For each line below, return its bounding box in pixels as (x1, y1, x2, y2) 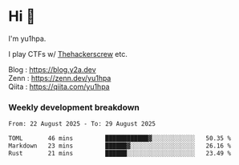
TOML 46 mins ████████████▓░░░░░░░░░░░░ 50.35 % (8, 135, 231, 143)
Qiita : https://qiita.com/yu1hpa (8, 82, 110, 91)
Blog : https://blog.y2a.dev (8, 64, 96, 74)
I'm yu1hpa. (8, 34, 47, 43)
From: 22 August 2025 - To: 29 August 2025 (8, 120, 156, 128)
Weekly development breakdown (8, 102, 140, 113)
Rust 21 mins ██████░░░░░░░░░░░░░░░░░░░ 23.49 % (8, 149, 231, 157)
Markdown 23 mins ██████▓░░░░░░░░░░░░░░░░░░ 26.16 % (8, 142, 231, 150)
